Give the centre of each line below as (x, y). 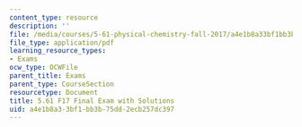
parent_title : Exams (48, 76)
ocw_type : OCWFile (44, 68)
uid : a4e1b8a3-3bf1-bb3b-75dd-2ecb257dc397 (92, 109)
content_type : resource (54, 17)
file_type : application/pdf (62, 42)
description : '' (40, 26)
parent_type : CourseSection (62, 84)
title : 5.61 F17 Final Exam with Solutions (92, 101)
